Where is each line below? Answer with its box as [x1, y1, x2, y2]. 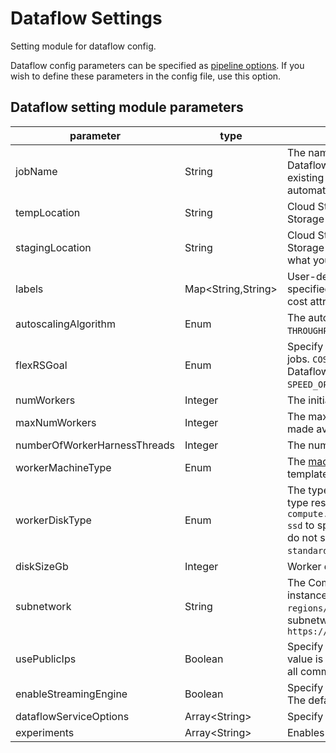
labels [15, 282, 44, 296]
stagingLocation [15, 240, 92, 254]
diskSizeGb [15, 559, 69, 573]
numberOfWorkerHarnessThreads [15, 438, 175, 452]
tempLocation [15, 205, 81, 219]
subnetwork [15, 599, 72, 613]
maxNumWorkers [15, 415, 97, 429]
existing [286, 170, 325, 184]
